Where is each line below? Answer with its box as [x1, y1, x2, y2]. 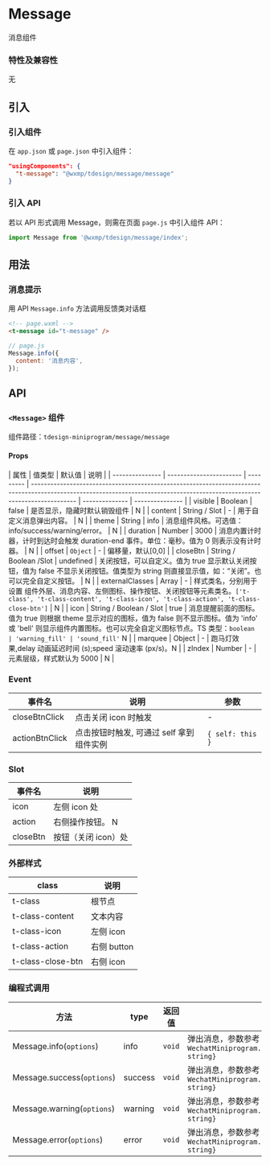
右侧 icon [91, 957, 126, 968]
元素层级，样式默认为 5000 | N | [8, 653, 115, 663]
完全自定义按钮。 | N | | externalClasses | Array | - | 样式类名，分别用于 [22, 576, 258, 586]
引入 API [8, 198, 41, 209]
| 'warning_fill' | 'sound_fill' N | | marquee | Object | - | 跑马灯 [8, 633, 233, 643]
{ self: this [207, 729, 257, 739]
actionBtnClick [12, 732, 67, 743]
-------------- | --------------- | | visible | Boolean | [82, 496, 253, 505]
